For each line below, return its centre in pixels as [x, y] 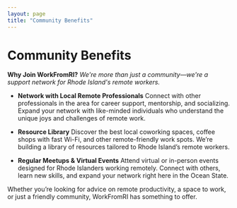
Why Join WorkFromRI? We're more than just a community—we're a [108, 75]
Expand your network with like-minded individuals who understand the [121, 111]
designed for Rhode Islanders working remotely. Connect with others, [119, 168]
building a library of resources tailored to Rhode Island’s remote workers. [123, 147]
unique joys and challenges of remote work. [82, 118]
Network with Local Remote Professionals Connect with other [109, 96]
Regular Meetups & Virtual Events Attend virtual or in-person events [118, 161]
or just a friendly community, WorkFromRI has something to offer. [102, 197]
